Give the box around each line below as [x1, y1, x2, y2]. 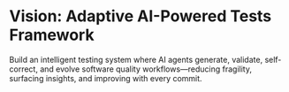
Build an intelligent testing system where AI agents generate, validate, [9, 54, 263, 65]
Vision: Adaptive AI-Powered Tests [9, 6, 272, 27]
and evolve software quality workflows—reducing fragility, [39, 64, 252, 74]
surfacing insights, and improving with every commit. [9, 73, 202, 83]
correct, [9, 64, 38, 74]
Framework [9, 25, 95, 45]
